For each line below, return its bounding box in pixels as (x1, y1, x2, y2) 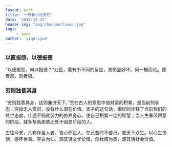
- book (16, 31, 31, 36)
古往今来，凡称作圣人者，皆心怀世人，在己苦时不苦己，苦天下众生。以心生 (5, 130, 162, 136)
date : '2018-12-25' (5, 17, 47, 22)
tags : (5, 27, 17, 32)
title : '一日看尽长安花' (5, 12, 53, 17)
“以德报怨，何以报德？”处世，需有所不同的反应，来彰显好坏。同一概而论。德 (5, 67, 166, 73)
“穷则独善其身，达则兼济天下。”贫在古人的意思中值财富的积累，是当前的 (5, 99, 155, 106)
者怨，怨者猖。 (5, 73, 37, 79)
